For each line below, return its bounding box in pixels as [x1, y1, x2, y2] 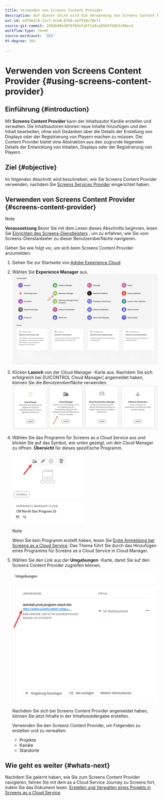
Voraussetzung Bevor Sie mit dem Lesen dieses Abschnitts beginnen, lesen [5, 225, 158, 231]
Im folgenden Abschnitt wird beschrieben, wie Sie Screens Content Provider [5, 176, 157, 182]
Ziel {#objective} [5, 163, 57, 172]
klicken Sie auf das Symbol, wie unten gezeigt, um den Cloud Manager [12, 440, 154, 445]
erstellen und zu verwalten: [12, 728, 67, 733]
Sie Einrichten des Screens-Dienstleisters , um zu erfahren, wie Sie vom [5, 231, 149, 236]
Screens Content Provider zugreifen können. [12, 562, 101, 568]
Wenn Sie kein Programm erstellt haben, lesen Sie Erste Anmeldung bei [12, 537, 155, 543]
